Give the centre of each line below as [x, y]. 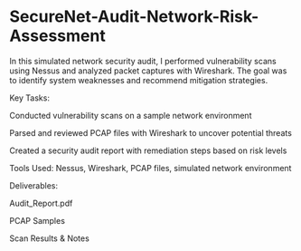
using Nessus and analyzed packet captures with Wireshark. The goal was [148, 71]
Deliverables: [34, 185]
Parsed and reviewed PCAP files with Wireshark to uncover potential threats [150, 132]
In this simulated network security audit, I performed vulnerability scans [143, 61]
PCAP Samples [38, 220]
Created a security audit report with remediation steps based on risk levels [148, 150]
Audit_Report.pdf [41, 203]
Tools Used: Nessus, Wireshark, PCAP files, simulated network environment [150, 168]
